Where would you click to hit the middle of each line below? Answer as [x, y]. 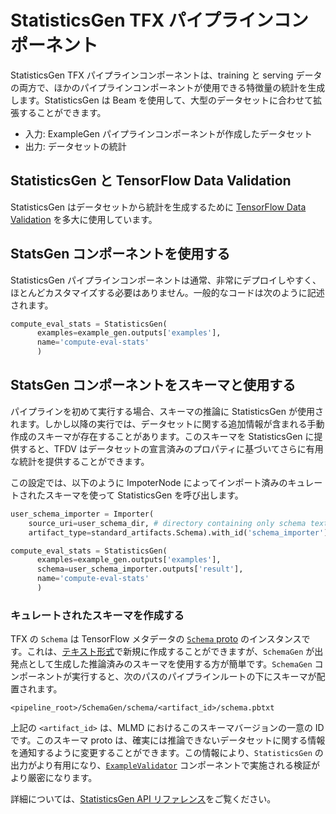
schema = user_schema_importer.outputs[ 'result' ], [140, 569]
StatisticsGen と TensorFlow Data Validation [151, 181]
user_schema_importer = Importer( [82, 514]
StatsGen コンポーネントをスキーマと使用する [153, 385]
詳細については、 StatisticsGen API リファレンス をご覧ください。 [143, 799]
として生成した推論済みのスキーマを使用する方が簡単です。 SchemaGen [170, 664]
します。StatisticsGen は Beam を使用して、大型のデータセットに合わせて [161, 100]
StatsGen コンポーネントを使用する [120, 254]
